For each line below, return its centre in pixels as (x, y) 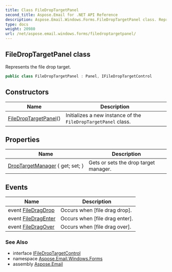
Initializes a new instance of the (104, 115)
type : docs (17, 24)
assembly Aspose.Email (38, 264)
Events (17, 187)
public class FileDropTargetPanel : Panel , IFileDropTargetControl (79, 76)
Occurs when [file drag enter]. (97, 219)
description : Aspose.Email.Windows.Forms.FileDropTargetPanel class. (81, 19)
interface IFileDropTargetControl (47, 253)
